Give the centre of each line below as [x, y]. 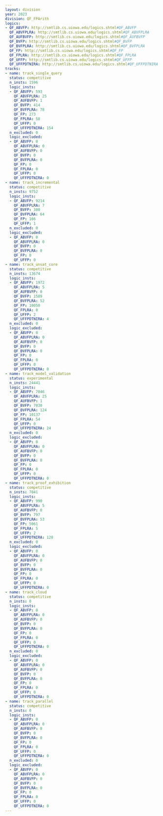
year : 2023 [16, 14]
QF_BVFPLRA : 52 [29, 301]
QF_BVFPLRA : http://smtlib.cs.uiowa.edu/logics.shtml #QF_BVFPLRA [77, 46]
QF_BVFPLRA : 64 [29, 214]
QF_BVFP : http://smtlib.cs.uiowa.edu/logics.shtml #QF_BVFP [71, 42]
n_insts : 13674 [25, 274]
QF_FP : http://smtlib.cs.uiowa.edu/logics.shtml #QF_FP [66, 50]
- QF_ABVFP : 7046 [27, 392]
